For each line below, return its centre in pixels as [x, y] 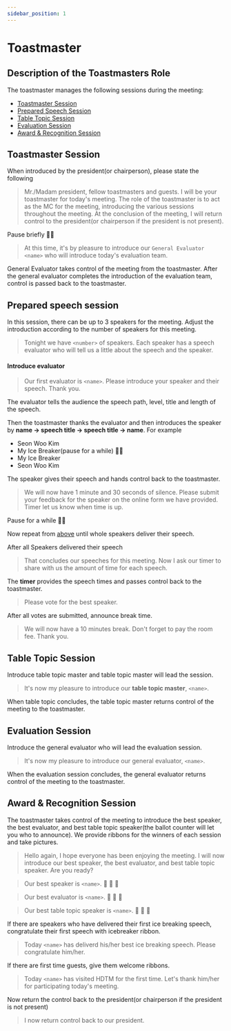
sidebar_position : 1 [37, 13]
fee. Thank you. [46, 637]
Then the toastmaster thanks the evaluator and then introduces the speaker [114, 423]
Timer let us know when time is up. [74, 507]
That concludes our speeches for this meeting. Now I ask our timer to [123, 560]
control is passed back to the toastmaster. [67, 284]
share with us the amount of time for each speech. [96, 568]
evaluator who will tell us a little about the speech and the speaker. [119, 350]
